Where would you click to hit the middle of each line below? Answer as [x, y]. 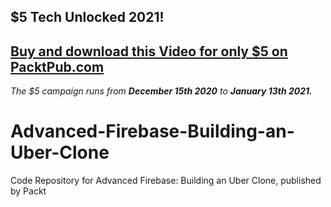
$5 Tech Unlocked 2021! [87, 17]
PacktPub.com [57, 66]
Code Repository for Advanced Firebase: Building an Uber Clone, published [166, 181]
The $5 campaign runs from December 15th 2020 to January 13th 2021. [161, 91]
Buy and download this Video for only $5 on [149, 51]
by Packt [28, 191]
